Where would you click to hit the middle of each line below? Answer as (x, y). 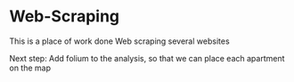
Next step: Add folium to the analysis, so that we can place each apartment (147, 58)
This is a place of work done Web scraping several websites (119, 41)
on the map (30, 68)
